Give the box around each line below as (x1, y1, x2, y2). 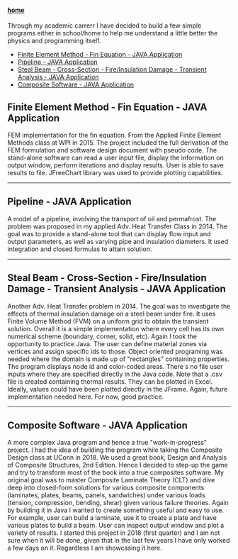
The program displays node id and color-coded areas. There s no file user (7, 362, 223, 370)
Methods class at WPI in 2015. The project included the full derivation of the (7, 138, 229, 147)
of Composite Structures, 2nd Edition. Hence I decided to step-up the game (7, 461, 228, 470)
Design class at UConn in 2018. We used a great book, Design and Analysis (7, 453, 227, 462)
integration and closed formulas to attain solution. (7, 245, 152, 253)
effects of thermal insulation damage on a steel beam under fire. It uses (7, 309, 216, 318)
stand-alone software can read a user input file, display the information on (7, 153, 225, 162)
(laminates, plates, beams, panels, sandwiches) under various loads (7, 491, 205, 499)
